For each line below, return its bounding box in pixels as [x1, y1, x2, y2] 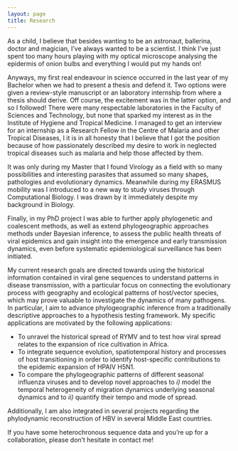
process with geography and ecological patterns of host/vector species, [7, 288, 219, 297]
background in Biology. [7, 200, 75, 208]
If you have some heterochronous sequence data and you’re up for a [7, 428, 208, 436]
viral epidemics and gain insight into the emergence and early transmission [7, 236, 227, 245]
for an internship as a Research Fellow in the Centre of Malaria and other [7, 126, 220, 134]
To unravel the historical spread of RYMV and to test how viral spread [17, 332, 222, 341]
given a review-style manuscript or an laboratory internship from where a [7, 88, 222, 97]
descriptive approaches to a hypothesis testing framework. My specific [7, 311, 216, 319]
